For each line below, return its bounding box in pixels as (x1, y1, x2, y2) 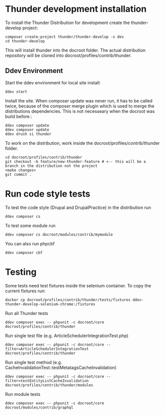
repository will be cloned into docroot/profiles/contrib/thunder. (5, 52, 132, 58)
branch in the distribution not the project (5, 163, 98, 168)
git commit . (5, 172, 32, 177)
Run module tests (5, 391, 41, 397)
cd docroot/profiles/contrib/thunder (5, 155, 82, 160)
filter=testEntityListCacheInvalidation (5, 378, 89, 383)
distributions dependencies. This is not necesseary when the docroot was (5, 108, 155, 114)
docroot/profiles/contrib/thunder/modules (5, 383, 93, 388)
